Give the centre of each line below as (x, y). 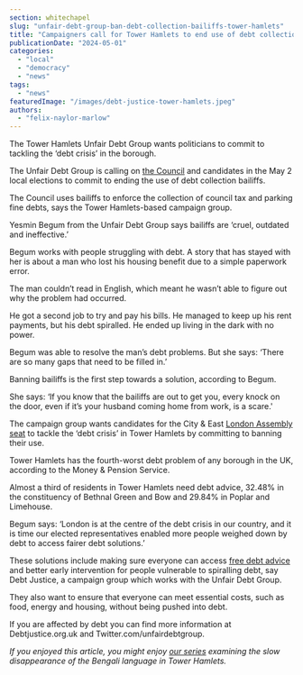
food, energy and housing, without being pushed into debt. (119, 607)
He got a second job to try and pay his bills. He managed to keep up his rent (151, 315)
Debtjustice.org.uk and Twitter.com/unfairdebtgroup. (107, 634)
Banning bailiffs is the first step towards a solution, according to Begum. (143, 379)
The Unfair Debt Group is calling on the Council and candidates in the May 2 (151, 171)
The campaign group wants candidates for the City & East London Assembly (151, 424)
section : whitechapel (50, 18)
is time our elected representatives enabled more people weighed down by (148, 534)
